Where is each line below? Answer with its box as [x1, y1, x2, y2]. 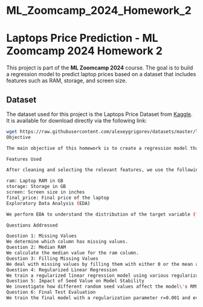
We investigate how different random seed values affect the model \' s [6, 283, 188, 290]
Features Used [6, 156, 42, 162]
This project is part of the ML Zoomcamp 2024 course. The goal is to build [6, 64, 193, 71]
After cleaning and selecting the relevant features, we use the [6, 167, 174, 173]
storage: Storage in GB [6, 184, 66, 190]
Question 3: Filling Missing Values [6, 255, 98, 262]
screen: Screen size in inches [6, 189, 85, 195]
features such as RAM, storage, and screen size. [6, 77, 127, 85]
